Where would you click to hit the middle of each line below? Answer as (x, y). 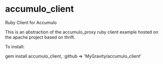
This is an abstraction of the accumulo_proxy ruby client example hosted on (82, 32)
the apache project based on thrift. (40, 37)
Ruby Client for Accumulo (31, 22)
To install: (15, 46)
